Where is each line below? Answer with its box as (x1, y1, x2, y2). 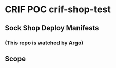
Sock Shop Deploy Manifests (5, 24, 99, 32)
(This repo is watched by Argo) (5, 39, 83, 46)
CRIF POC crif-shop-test (5, 4, 111, 15)
